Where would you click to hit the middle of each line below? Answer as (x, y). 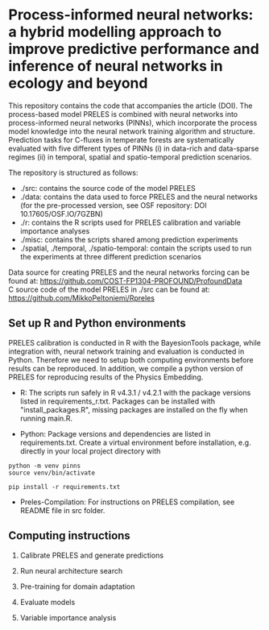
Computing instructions (69, 536)
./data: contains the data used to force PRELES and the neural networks (139, 197)
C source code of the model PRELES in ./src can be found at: (109, 289)
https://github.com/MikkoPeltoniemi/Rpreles (82, 298)
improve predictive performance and (134, 49)
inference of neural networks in (116, 66)
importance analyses (55, 230)
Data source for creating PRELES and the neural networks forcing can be (129, 272)
